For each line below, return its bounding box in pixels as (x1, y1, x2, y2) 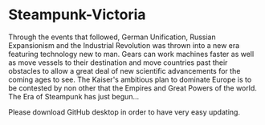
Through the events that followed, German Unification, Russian (8, 32, 216, 42)
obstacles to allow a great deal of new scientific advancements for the (8, 66, 241, 75)
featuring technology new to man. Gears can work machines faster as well (8, 49, 255, 58)
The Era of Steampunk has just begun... (8, 91, 140, 101)
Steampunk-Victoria (8, 6, 146, 24)
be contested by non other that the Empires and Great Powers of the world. (8, 83, 257, 93)
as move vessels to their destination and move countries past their (8, 58, 228, 67)
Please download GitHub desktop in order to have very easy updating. (8, 107, 241, 117)
